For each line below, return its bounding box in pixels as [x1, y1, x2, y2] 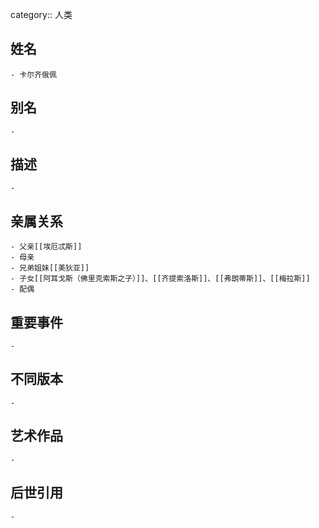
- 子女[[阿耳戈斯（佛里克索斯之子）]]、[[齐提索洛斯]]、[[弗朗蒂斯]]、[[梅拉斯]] [10, 274, 311, 284]
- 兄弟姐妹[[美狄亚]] [10, 263, 90, 273]
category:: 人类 [10, 9, 73, 20]
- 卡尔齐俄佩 [10, 69, 57, 80]
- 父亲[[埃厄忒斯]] [10, 242, 83, 252]
